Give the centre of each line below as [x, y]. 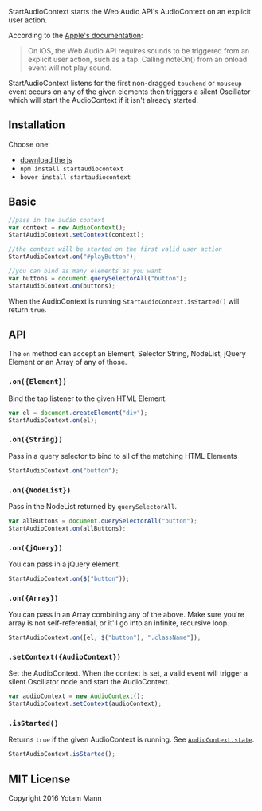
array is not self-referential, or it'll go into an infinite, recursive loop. [119, 623]
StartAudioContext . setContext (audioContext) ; [85, 704]
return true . [27, 309]
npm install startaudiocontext [72, 169]
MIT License [39, 779]
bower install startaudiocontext [75, 177]
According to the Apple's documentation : [76, 35]
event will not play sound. [70, 68]
